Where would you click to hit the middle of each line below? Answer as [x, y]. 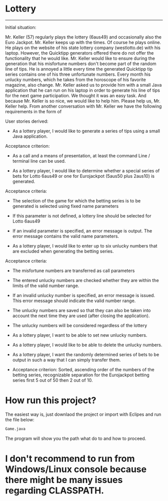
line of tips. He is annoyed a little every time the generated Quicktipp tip [79, 69]
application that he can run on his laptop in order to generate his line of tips [82, 90]
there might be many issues [64, 480]
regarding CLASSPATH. [54, 490]
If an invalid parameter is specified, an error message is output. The [82, 230]
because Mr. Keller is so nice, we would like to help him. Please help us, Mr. [83, 101]
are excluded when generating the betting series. [63, 251]
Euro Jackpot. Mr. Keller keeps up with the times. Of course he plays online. [83, 42]
